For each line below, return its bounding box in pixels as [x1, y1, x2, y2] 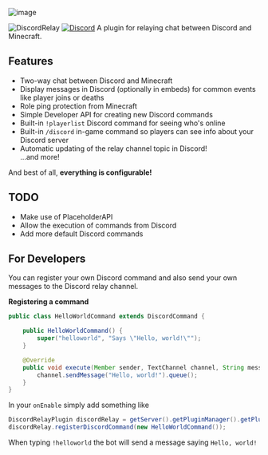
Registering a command [8, 297, 89, 307]
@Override [22, 356, 56, 364]
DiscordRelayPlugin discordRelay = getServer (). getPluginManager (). [8, 416, 241, 424]
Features [8, 54, 53, 68]
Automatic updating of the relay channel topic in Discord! [19, 144, 207, 153]
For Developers [8, 252, 86, 266]
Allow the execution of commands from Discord [19, 220, 177, 230]
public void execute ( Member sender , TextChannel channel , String [22, 363, 245, 371]
